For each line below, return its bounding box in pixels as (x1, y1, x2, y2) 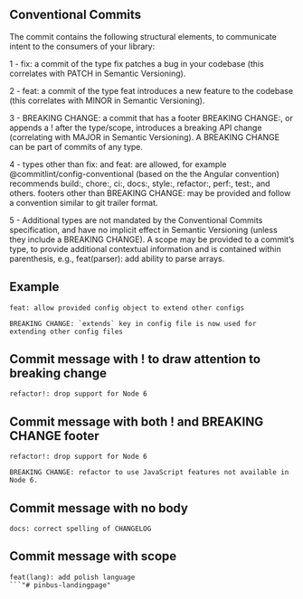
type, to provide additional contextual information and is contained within (9, 243, 282, 254)
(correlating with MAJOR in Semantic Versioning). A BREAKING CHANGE (9, 131, 280, 143)
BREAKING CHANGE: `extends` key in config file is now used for (9, 319, 257, 328)
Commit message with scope (9, 548, 177, 564)
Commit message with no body (9, 501, 188, 516)
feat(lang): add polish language (9, 573, 136, 582)
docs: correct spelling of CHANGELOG (9, 524, 152, 534)
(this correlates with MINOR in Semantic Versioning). (9, 95, 205, 106)
